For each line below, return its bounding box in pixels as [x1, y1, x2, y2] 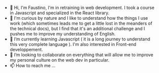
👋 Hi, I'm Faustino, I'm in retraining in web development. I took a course [9, 5, 155, 10]
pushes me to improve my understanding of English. [9, 31, 116, 36]
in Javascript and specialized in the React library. [9, 10, 110, 16]
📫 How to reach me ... [9, 63, 56, 69]
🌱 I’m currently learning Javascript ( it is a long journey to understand [9, 36, 151, 42]
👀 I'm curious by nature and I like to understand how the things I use [9, 15, 148, 21]
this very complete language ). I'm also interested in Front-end [9, 41, 136, 47]
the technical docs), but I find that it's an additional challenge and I [9, 26, 145, 32]
